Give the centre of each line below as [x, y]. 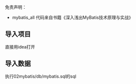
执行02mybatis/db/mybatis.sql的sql [41, 76]
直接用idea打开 [20, 47]
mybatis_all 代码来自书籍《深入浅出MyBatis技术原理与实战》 [72, 17]
